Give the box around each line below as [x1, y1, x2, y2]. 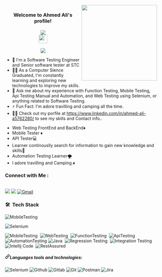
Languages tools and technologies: [10, 255, 83, 261]
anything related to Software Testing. [12, 98, 86, 104]
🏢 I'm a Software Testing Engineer [12, 57, 80, 63]
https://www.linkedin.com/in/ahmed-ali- [67, 111, 146, 117]
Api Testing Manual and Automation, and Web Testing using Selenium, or [12, 93, 157, 99]
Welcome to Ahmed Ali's [13, 12, 73, 18]
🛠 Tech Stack [5, 201, 40, 208]
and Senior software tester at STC [12, 62, 80, 68]
